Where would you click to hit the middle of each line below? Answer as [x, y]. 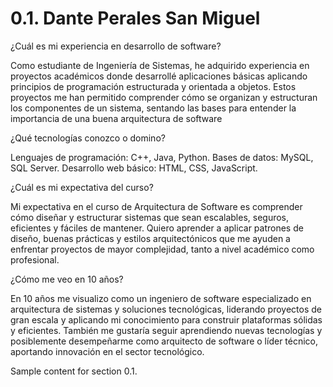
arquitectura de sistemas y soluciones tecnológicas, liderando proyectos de [166, 309]
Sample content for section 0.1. [74, 371]
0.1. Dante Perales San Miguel [135, 18]
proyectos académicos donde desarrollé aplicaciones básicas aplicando [159, 76]
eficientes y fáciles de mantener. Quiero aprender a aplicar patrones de [157, 228]
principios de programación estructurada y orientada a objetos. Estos [153, 86]
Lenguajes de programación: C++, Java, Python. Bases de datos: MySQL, [162, 157]
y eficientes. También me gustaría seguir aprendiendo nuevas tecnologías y [166, 330]
